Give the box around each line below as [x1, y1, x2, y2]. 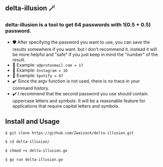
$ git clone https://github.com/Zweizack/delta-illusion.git [5, 130, 134, 135]
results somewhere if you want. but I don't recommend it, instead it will [12, 46, 157, 52]
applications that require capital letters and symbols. [12, 103, 120, 109]
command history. [12, 85, 50, 91]
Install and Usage [5, 118, 60, 126]
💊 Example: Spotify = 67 [12, 72, 63, 78]
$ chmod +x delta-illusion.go [5, 148, 68, 153]
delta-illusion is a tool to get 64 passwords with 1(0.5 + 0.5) [5, 21, 151, 28]
